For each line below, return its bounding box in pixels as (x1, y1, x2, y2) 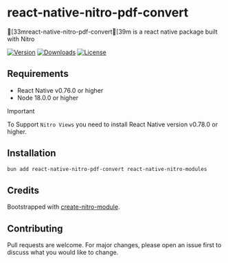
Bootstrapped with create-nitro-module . (7, 203, 120, 211)
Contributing (7, 222, 63, 234)
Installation (7, 148, 56, 159)
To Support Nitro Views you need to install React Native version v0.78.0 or (7, 120, 218, 128)
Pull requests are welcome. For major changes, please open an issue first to (7, 241, 222, 249)
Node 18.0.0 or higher (16, 93, 79, 102)
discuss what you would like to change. (7, 249, 119, 257)
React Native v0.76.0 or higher (16, 86, 104, 94)
